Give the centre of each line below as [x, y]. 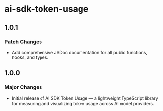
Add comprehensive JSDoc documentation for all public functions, [80, 52]
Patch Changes [23, 42]
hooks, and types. [30, 57]
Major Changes [23, 87]
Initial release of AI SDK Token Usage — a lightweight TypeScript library [85, 98]
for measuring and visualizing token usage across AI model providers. [83, 103]
